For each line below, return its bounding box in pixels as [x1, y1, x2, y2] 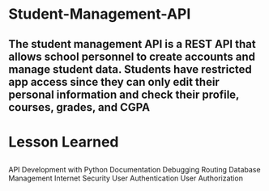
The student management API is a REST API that [8, 37, 257, 51]
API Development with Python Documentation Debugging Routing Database [8, 165, 261, 175]
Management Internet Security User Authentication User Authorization [8, 173, 243, 183]
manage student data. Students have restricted [8, 62, 253, 76]
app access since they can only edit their [8, 74, 220, 89]
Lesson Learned [8, 133, 119, 151]
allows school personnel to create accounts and [8, 49, 255, 63]
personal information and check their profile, [8, 87, 240, 101]
